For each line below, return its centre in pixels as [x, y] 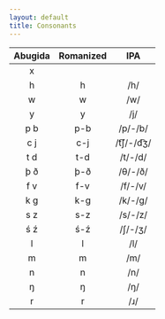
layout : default [39, 17]
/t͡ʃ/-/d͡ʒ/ [133, 143]
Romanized [83, 56]
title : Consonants [43, 26]
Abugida [32, 56]
